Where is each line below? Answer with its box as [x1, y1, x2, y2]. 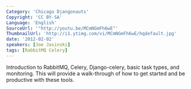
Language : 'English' [6, 20, 58, 26]
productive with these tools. [6, 76, 74, 83]
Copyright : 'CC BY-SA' [6, 14, 62, 20]
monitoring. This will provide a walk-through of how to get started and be [6, 69, 186, 77]
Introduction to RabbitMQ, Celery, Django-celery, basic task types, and [6, 63, 180, 71]
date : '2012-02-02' [6, 36, 55, 42]
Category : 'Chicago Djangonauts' [6, 8, 89, 15]
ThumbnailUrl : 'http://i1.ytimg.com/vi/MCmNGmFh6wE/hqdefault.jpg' [6, 31, 177, 37]
